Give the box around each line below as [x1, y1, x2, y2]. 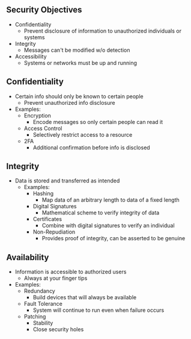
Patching [23, 313, 46, 320]
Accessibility [14, 52, 47, 60]
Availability [6, 252, 49, 263]
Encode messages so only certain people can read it [32, 118, 163, 125]
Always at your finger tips [23, 275, 88, 282]
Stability [32, 319, 53, 327]
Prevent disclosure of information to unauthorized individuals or [23, 27, 182, 34]
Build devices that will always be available [32, 294, 137, 301]
